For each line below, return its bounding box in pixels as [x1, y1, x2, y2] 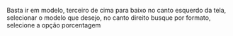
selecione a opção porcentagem [6, 21, 101, 29]
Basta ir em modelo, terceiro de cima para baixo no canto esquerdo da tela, [6, 6, 227, 14]
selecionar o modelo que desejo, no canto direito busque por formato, [6, 13, 211, 22]
